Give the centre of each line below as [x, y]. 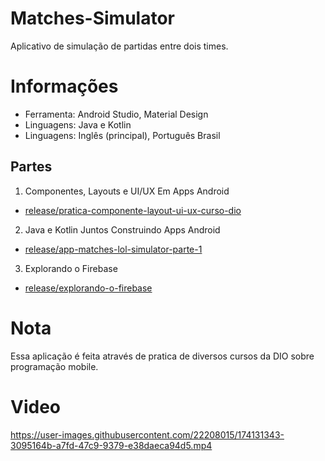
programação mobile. [54, 366]
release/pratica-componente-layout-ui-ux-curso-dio [133, 210]
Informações [64, 86]
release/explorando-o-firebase [88, 288]
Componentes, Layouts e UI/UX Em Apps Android [127, 191]
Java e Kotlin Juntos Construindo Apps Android [122, 229]
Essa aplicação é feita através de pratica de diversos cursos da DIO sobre [162, 356]
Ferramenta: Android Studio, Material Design [116, 114]
